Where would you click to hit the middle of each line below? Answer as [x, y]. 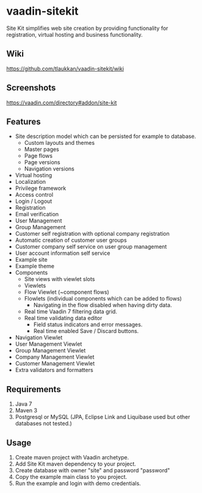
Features [23, 121]
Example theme [35, 266]
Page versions [42, 163]
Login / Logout [34, 201]
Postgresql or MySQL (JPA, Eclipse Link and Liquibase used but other [103, 417]
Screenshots [31, 88]
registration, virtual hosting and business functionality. [75, 34]
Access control [34, 195]
